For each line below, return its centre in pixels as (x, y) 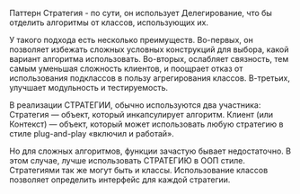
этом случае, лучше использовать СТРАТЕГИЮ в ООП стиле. (127, 160)
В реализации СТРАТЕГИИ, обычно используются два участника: (135, 105)
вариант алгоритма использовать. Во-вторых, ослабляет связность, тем (149, 59)
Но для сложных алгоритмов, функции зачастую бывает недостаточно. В (150, 151)
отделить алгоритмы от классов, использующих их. (109, 22)
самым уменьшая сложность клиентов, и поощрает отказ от (126, 68)
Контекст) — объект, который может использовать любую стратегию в (146, 124)
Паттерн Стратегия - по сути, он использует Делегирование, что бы (141, 13)
